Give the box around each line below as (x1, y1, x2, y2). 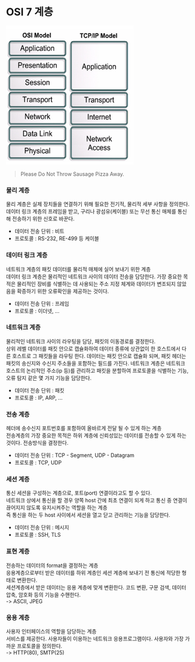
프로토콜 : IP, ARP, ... (14, 394, 63, 401)
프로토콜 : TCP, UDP (14, 459, 62, 466)
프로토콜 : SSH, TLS (14, 531, 61, 538)
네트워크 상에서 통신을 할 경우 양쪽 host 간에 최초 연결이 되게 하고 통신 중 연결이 (6, 497, 187, 504)
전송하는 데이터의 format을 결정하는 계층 (6, 562, 99, 569)
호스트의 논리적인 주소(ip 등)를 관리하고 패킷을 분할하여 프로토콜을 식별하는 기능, (6, 367, 189, 374)
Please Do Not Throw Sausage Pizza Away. (20, 170, 124, 178)
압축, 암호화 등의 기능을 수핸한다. (6, 591, 81, 598)
